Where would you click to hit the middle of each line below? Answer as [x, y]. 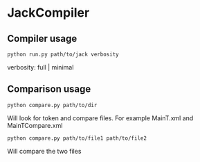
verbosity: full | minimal [40, 67]
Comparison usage [49, 89]
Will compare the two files [44, 151]
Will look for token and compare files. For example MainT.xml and [100, 118]
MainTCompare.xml [35, 125]
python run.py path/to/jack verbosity [63, 54]
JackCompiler [48, 13]
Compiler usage [42, 39]
